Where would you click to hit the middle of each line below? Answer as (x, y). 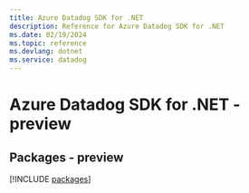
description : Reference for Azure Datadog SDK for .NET (117, 26)
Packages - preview (67, 157)
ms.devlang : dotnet (46, 52)
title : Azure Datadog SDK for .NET (77, 18)
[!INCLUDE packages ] (50, 179)
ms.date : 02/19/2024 (48, 34)
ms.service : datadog (48, 60)
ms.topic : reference (48, 43)
